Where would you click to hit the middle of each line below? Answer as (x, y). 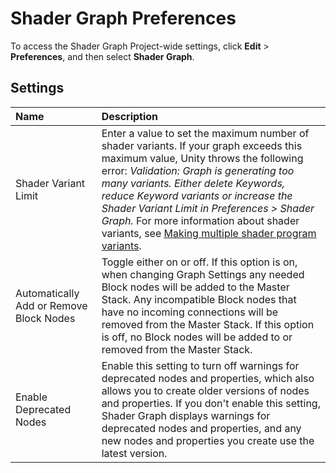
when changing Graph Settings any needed (203, 274)
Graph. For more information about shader (200, 220)
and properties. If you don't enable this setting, (211, 403)
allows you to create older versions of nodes (205, 390)
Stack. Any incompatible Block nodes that (199, 299)
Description (130, 116)
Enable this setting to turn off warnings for (200, 365)
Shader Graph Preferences (123, 18)
